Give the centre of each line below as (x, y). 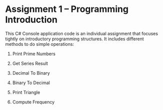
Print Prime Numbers (34, 54)
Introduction (31, 20)
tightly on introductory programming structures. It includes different (75, 39)
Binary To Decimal (31, 83)
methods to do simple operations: (40, 44)
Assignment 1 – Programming (67, 9)
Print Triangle (26, 92)
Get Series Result (30, 63)
